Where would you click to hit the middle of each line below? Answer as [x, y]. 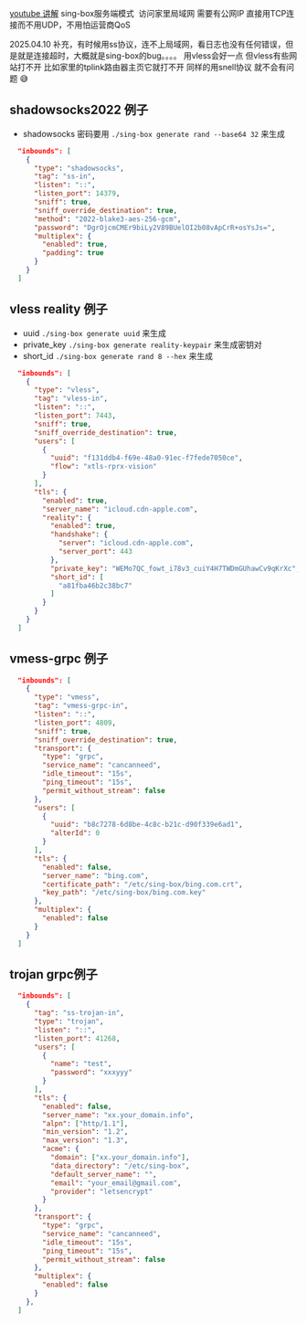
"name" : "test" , [81, 1064]
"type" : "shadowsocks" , [79, 168]
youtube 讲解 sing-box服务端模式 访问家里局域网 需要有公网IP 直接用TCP [148, 13]
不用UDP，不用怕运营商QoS [78, 25]
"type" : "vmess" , [67, 697]
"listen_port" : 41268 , [77, 1038]
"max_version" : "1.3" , [85, 1140]
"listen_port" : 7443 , [75, 416]
